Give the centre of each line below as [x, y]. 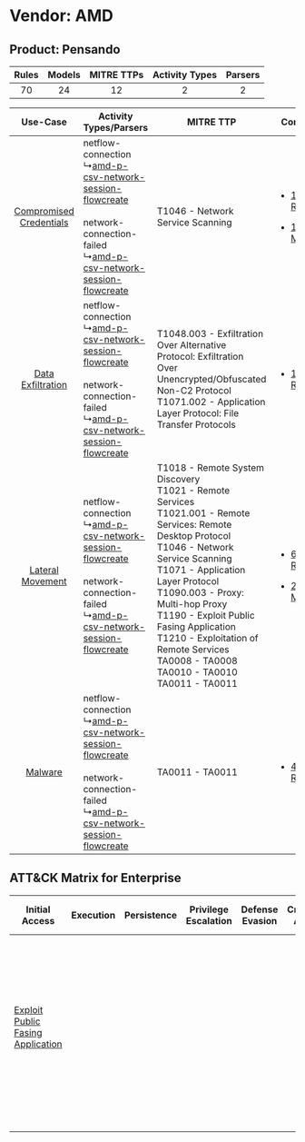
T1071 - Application [201, 570]
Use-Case [44, 122]
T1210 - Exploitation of [207, 638]
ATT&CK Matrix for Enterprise [95, 878]
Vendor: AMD [61, 16]
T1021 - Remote [193, 490]
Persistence [151, 915]
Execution [93, 915]
